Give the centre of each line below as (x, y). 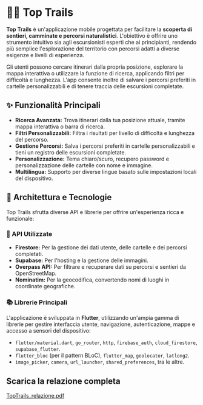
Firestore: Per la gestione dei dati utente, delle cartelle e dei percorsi (101, 247)
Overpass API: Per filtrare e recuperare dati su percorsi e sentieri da (101, 266)
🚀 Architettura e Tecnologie (59, 197)
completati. (29, 254)
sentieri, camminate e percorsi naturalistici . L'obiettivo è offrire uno (92, 35)
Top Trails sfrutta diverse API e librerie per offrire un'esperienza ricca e (95, 212)
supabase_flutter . (38, 349)
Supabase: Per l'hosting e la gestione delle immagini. (82, 260)
